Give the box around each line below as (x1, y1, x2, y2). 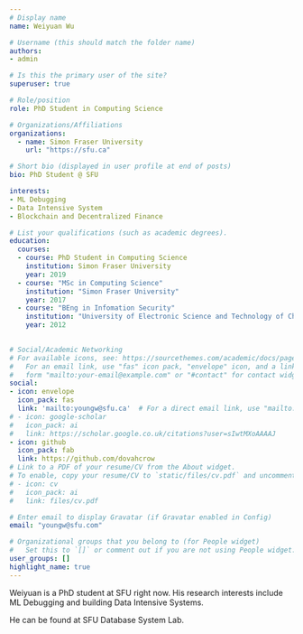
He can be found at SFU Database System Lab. (9, 614, 185, 625)
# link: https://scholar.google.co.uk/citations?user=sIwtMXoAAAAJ (9, 429, 277, 438)
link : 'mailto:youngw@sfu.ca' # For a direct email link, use (17, 404, 260, 413)
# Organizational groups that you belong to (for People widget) (9, 537, 260, 546)
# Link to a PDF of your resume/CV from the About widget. (9, 462, 236, 472)
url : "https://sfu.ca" (25, 145, 111, 154)
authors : (9, 46, 42, 55)
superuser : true (9, 79, 70, 89)
